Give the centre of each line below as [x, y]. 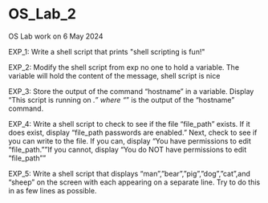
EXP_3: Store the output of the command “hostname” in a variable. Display [131, 91]
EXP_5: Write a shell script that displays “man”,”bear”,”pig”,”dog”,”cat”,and [130, 173]
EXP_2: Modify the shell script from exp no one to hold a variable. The [124, 67]
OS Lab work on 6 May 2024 [56, 36]
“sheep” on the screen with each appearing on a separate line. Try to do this [134, 182]
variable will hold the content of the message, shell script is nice [114, 75]
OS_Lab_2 [42, 14]
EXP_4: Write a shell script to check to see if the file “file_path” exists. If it [129, 124]
